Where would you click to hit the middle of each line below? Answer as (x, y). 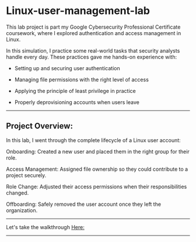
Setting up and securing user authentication (67, 68)
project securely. (26, 175)
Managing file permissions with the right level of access (81, 79)
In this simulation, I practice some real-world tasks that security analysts (93, 50)
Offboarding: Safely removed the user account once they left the (84, 204)
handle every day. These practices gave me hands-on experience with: (92, 57)
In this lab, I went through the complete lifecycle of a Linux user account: (93, 140)
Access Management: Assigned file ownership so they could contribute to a (97, 169)
